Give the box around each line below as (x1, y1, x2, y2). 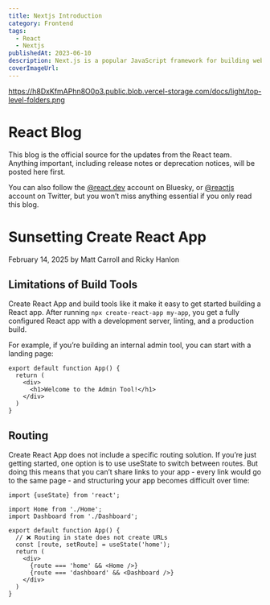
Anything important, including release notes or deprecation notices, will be (8, 158, 256, 168)
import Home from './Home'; (8, 505, 103, 514)
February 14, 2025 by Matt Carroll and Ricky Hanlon (8, 255, 180, 264)
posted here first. (8, 167, 66, 176)
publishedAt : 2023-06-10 (8, 49, 92, 57)
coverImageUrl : (8, 64, 59, 73)
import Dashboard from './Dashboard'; (8, 512, 138, 520)
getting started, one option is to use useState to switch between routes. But (8, 458, 259, 468)
